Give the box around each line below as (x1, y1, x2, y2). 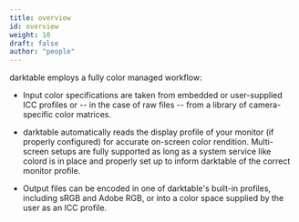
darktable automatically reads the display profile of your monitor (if (22, 126, 274, 137)
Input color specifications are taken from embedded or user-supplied (22, 90, 283, 101)
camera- (249, 99, 282, 110)
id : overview (9, 22, 59, 31)
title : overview (9, 13, 71, 23)
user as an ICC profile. (22, 202, 108, 214)
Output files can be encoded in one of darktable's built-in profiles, (22, 183, 272, 194)
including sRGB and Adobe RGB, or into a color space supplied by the (22, 193, 284, 204)
